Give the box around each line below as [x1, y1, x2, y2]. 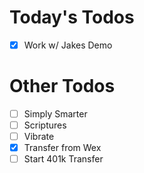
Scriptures [23, 119, 67, 131]
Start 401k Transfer [23, 153, 104, 165]
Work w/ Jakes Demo [23, 39, 113, 51]
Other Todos [9, 75, 116, 98]
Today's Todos [9, 6, 135, 29]
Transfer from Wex [23, 142, 102, 154]
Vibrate [23, 131, 55, 143]
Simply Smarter [23, 107, 88, 120]
